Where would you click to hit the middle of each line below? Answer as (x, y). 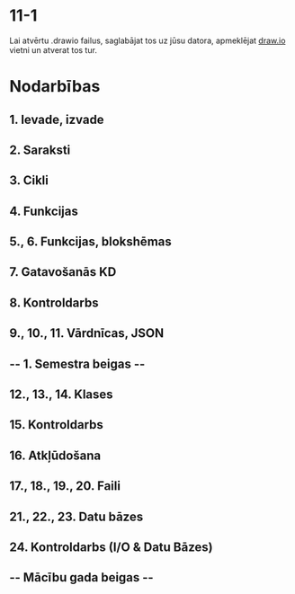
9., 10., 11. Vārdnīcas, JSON (87, 333)
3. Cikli (29, 181)
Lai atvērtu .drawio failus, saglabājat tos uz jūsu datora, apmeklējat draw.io (147, 40)
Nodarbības (55, 87)
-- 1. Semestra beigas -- (77, 363)
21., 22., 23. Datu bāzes (76, 516)
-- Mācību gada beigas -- (82, 577)
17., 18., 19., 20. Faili (65, 486)
